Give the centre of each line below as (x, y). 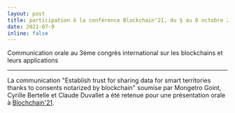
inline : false (28, 33)
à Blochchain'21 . (31, 103)
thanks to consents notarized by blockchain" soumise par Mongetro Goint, (114, 88)
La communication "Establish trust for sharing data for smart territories (109, 80)
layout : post (26, 14)
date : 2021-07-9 (31, 27)
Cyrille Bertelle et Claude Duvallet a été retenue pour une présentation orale (116, 96)
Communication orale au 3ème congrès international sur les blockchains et (115, 53)
